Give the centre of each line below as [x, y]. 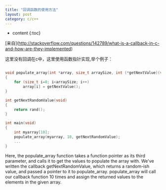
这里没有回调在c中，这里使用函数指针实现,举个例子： [59, 59]
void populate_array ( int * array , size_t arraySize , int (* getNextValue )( [83, 73]
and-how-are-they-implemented [38, 49]
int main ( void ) [21, 123]
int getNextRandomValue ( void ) [36, 100]
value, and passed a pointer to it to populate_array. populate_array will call [81, 171]
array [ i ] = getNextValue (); [52, 87]
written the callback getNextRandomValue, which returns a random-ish [77, 166]
